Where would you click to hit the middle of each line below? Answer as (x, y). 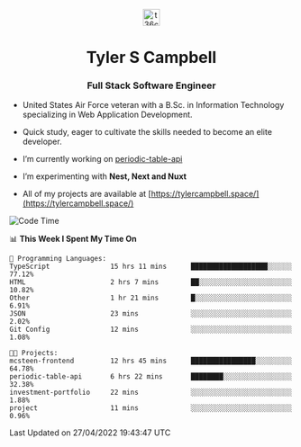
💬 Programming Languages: (58, 259)
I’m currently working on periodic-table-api (102, 159)
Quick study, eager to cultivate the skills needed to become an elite (147, 132)
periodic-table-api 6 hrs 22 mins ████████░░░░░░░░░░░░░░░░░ (151, 377)
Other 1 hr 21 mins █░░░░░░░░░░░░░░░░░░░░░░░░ (151, 298)
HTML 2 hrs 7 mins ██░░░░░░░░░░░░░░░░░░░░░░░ (151, 282)
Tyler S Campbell (151, 58)
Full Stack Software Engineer (151, 85)
